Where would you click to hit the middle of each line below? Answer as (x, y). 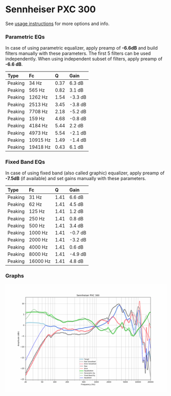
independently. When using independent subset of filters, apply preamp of (84, 59)
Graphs (15, 276)
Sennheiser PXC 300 (51, 9)
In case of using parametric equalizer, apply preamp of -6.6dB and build (81, 48)
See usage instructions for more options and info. (58, 24)
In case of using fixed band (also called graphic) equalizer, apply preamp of (85, 173)
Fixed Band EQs (25, 162)
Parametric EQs (25, 37)
